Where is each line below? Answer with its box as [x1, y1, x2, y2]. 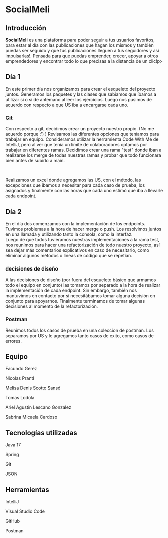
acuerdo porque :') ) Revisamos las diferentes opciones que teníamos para [5, 131, 159, 137]
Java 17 [5, 442, 21, 448]
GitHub [5, 518, 20, 524]
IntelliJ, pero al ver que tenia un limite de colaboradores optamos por [5, 142, 147, 148]
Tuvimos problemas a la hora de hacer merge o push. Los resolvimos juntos [5, 226, 162, 232]
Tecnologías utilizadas [5, 428, 77, 437]
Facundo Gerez [5, 366, 37, 372]
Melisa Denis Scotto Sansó [5, 385, 61, 391]
